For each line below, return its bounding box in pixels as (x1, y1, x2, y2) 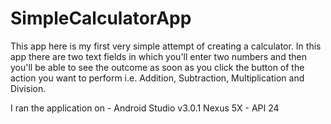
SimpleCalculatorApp (10, 7, 192, 30)
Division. (10, 82, 47, 94)
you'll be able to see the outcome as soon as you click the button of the (10, 61, 305, 73)
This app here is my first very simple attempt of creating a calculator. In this (10, 40, 322, 52)
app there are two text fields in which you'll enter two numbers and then (10, 50, 307, 62)
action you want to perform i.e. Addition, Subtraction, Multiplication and (10, 72, 305, 84)
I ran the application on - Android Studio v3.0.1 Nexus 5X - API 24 (10, 102, 280, 114)
